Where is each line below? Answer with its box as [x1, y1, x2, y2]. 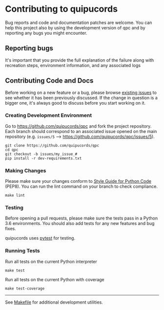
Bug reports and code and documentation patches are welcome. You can [5, 20, 152, 25]
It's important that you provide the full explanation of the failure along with [5, 57, 154, 63]
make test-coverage [5, 286, 45, 291]
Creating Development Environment [5, 112, 92, 119]
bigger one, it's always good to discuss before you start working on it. [5, 100, 146, 106]
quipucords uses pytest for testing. [5, 235, 76, 241]
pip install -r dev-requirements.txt [5, 155, 82, 161]
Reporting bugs [5, 44, 54, 52]
